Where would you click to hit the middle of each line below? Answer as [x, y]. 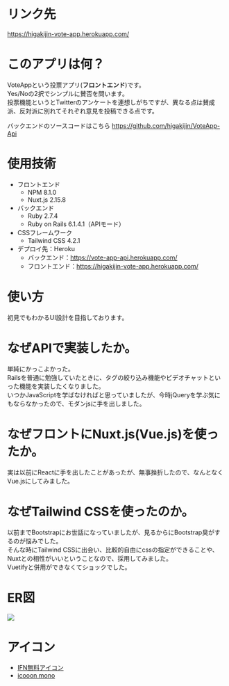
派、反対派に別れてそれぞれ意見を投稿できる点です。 [83, 111]
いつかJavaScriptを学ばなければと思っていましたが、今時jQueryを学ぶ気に [114, 394]
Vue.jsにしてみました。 [41, 481]
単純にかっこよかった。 [41, 369]
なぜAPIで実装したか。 [72, 348]
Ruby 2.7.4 [43, 216]
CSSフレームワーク [45, 232]
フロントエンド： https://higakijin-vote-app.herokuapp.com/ [113, 266]
